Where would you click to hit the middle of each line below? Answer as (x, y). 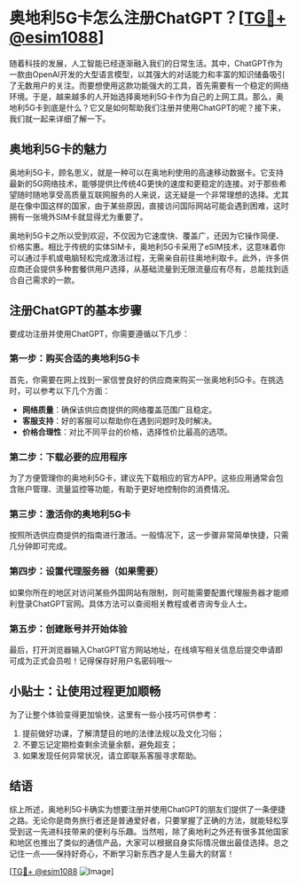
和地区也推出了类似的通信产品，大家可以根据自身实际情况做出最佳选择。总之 (149, 842)
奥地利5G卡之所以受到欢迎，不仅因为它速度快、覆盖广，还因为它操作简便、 (146, 235)
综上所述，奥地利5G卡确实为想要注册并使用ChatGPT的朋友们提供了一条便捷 (148, 809)
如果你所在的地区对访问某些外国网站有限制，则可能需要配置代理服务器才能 (145, 592)
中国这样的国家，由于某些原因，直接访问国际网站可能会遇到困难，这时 (161, 206)
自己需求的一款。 (48, 279)
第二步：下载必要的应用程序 (68, 457)
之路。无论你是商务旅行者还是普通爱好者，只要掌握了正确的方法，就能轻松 (145, 820)
